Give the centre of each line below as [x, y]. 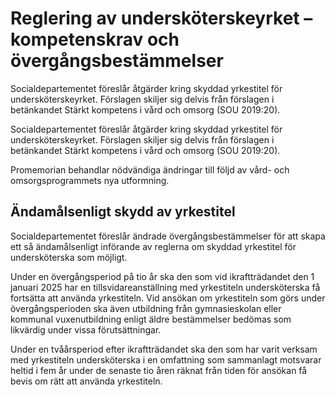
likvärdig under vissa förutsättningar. [86, 329]
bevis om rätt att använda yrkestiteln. [86, 381]
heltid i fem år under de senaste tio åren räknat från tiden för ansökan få [159, 370]
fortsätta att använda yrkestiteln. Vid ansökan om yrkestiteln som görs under [168, 298]
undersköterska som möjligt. [69, 257]
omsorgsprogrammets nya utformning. [90, 180]
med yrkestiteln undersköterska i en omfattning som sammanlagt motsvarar [166, 359]
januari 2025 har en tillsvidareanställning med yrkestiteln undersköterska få [165, 287]
